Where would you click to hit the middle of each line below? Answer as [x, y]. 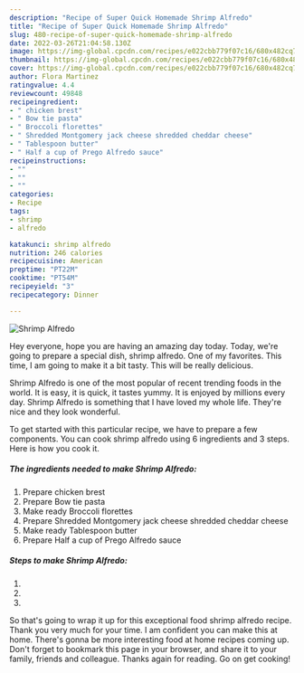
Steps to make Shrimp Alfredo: [69, 561]
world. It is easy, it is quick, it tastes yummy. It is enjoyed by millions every [147, 392]
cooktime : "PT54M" [44, 278]
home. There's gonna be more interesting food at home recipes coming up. [149, 640]
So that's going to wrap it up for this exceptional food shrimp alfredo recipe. [151, 620]
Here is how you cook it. [54, 448]
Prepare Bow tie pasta [64, 501]
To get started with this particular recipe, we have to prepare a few [133, 429]
